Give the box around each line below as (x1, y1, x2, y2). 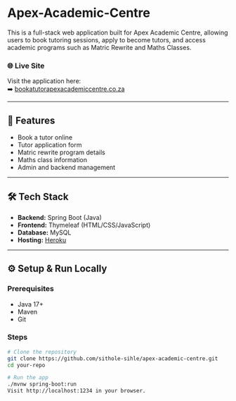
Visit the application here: (7, 77, 81, 85)
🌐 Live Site (7, 61, 45, 70)
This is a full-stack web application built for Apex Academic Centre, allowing (7, 28, 228, 37)
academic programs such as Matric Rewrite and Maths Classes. (7, 43, 192, 51)
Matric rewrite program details (17, 148, 105, 156)
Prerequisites (7, 284, 54, 294)
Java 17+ (17, 300, 44, 308)
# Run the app (7, 374, 49, 381)
